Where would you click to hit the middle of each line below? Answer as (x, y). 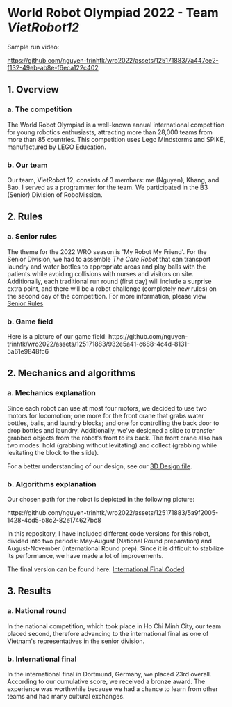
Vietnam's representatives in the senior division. (76, 641)
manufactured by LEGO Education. (57, 147)
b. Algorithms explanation (52, 484)
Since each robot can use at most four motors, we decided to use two (107, 408)
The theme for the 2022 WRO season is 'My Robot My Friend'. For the (107, 251)
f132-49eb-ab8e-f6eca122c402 (53, 67)
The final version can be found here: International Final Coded (96, 569)
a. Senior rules (32, 237)
